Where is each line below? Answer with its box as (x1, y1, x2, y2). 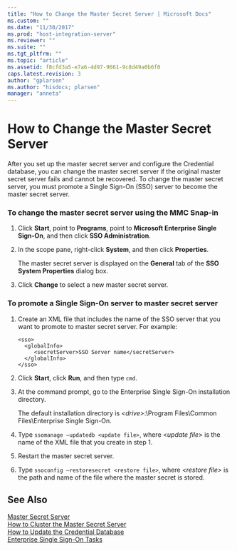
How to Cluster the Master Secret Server (7, 520, 127, 529)
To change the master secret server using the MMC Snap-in (7, 208, 219, 218)
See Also (7, 494, 48, 506)
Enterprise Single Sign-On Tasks (7, 535, 103, 544)
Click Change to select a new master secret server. (17, 280, 169, 289)
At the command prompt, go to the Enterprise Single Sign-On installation (17, 387, 231, 396)
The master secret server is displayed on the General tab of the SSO (17, 259, 219, 268)
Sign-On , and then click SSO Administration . (17, 231, 151, 240)
